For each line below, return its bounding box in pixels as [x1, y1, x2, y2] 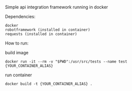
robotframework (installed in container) [5, 27, 91, 32]
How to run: [5, 40, 29, 46]
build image [5, 50, 29, 55]
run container [5, 72, 33, 78]
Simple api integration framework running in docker [5, 4, 108, 10]
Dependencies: [5, 14, 36, 19]
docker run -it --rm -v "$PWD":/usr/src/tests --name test [5, 59, 128, 64]
